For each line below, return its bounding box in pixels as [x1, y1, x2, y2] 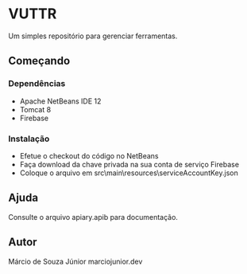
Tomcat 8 [19, 104, 52, 114]
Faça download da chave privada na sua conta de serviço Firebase [19, 159, 240, 169]
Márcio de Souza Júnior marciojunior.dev [8, 256, 143, 266]
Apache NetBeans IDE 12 [19, 96, 102, 106]
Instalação [8, 133, 50, 144]
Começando [8, 54, 71, 68]
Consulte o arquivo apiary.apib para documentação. [8, 212, 179, 221]
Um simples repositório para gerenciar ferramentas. [8, 31, 178, 41]
